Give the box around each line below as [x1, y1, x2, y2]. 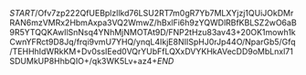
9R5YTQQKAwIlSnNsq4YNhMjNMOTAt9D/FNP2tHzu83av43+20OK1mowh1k [9, 27, 297, 37]
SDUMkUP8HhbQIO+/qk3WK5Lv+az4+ [9, 56, 158, 66]
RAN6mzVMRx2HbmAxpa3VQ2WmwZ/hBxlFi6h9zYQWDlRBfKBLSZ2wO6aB [9, 17, 297, 28]
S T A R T [9, 8, 36, 18]
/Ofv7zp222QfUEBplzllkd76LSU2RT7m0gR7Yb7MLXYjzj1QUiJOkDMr [35, 8, 294, 18]
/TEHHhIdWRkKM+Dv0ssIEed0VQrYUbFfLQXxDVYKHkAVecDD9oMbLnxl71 [9, 46, 294, 57]
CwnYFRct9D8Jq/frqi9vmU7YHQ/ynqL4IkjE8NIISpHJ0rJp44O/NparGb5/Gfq [9, 36, 296, 47]
